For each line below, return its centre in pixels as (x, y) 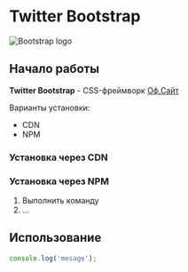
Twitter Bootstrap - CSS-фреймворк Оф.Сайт (94, 90)
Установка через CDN (59, 157)
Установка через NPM (59, 181)
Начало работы (55, 69)
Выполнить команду (60, 200)
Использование (55, 238)
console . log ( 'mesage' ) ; (53, 258)
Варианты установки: (50, 108)
